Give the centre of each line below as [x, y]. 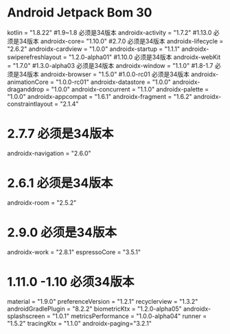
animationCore [28, 82]
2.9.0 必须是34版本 [62, 232]
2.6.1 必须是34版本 [60, 183]
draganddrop [26, 89]
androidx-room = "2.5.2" [42, 202]
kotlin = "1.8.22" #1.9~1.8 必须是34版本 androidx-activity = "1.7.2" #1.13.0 [110, 32]
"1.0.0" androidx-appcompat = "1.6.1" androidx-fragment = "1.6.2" [100, 96]
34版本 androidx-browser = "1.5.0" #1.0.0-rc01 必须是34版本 [104, 74]
